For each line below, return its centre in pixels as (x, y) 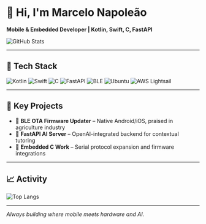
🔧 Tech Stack (32, 66)
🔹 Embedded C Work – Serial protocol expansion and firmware (95, 147)
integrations (30, 153)
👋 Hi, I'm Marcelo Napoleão (77, 13)
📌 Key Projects (35, 106)
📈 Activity (27, 179)
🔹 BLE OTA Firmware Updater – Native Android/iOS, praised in (94, 121)
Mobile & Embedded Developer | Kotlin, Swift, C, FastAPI (79, 29)
